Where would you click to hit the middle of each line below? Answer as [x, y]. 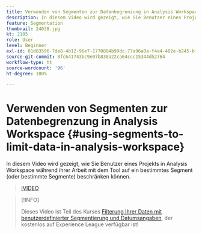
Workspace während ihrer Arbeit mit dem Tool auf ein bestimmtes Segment [99, 170]
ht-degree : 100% [26, 74]
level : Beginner [26, 46]
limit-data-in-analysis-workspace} [96, 147]
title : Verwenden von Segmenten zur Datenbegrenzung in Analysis [90, 12]
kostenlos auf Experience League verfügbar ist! [80, 224]
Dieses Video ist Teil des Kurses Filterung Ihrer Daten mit [91, 212]
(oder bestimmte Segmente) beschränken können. [69, 177]
